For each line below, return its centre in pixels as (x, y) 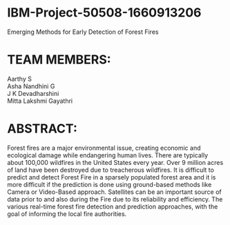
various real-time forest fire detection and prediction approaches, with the (113, 206)
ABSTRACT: (42, 129)
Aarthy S (20, 79)
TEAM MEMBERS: (59, 60)
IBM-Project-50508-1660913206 (104, 13)
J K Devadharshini (33, 93)
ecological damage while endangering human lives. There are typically (108, 155)
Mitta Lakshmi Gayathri (40, 101)
